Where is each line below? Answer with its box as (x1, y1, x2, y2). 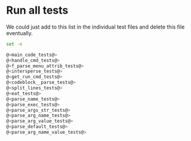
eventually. (6, 29, 33, 36)
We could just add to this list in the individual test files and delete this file (6, 23, 185, 30)
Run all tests (6, 4, 69, 17)
